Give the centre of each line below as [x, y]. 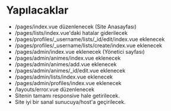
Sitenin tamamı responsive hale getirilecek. [67, 96]
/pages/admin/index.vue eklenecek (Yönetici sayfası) [80, 51]
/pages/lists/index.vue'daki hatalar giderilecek [71, 32]
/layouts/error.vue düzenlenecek [55, 89]
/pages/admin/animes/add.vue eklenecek [66, 64]
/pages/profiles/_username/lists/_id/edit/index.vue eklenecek [90, 39]
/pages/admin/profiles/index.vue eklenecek [68, 83]
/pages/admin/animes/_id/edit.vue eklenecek [70, 70]
